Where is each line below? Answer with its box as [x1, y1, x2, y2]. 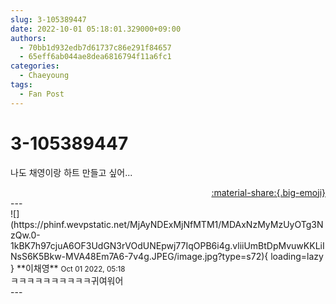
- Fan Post [19, 89, 65, 99]
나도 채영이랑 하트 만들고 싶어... [10, 166, 133, 178]
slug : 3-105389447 [10, 14, 87, 25]
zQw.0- [10, 229, 41, 241]
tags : [10, 80, 33, 90]
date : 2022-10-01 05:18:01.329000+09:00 [10, 24, 182, 34]
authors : [10, 33, 47, 43]
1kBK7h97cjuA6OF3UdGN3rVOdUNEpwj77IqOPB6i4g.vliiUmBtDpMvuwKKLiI [10, 239, 325, 251]
